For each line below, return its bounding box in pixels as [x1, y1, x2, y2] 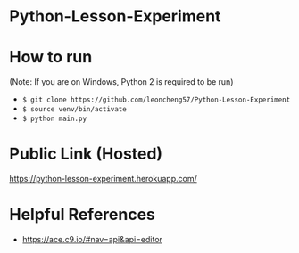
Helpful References [9, 205, 156, 224]
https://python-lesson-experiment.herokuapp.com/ [9, 174, 198, 184]
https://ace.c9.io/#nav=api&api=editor [21, 234, 163, 244]
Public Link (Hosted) [9, 144, 163, 164]
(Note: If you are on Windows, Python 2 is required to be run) [9, 77, 234, 87]
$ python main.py [21, 114, 87, 124]
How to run [9, 47, 93, 68]
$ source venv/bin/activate [21, 105, 127, 114]
